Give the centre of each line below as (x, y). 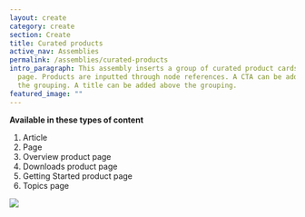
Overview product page (67, 156)
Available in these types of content (76, 120)
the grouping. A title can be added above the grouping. (128, 85)
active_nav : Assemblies (54, 52)
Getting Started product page (78, 176)
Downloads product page (70, 166)
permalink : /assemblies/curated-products (89, 60)
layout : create (38, 18)
